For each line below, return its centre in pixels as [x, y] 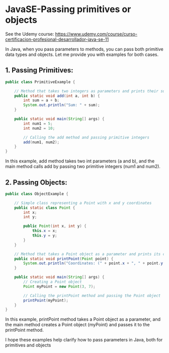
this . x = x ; [45, 231]
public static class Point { [45, 208]
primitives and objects [28, 345]
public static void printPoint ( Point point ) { [64, 259]
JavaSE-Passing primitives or [68, 9]
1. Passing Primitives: [39, 70]
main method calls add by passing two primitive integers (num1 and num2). [83, 166]
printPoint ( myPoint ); [46, 300]
